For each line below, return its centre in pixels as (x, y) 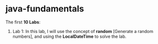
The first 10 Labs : (23, 22)
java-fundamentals (45, 9)
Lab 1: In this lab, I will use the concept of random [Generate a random (83, 31)
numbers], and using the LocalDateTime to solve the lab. (69, 36)
